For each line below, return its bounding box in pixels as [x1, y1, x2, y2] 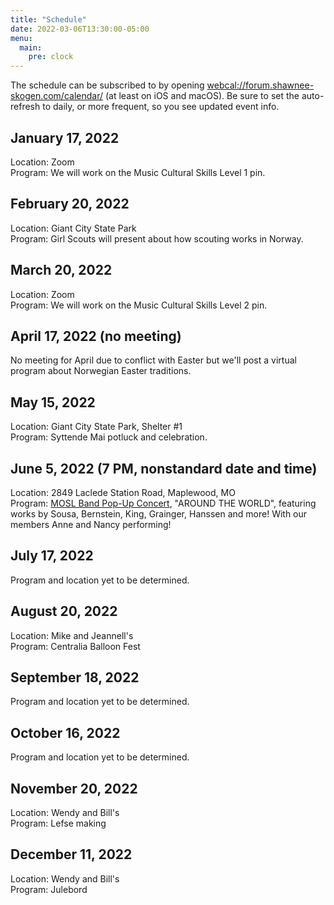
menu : [10, 33, 33, 43]
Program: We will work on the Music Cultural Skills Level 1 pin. [10, 166, 266, 178]
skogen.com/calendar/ [10, 90, 104, 102]
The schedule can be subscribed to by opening [10, 79, 205, 91]
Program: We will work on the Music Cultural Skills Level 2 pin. [10, 299, 268, 311]
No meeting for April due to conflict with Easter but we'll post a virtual [10, 354, 297, 366]
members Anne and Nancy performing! [10, 519, 172, 530]
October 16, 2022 [10, 724, 121, 741]
